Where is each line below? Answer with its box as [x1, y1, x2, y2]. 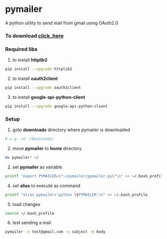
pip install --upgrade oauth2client [5, 85, 81, 90]
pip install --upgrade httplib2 [5, 67, 72, 72]
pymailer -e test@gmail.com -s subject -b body [5, 230, 106, 235]
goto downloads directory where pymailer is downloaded [12, 127, 130, 133]
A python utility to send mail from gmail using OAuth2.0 [5, 20, 118, 26]
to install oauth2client [12, 76, 58, 81]
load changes [12, 201, 41, 207]
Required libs [5, 46, 38, 53]
